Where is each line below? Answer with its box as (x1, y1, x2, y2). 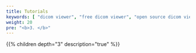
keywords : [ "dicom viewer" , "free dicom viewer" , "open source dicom (6, 14, 181, 20)
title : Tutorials (6, 8, 48, 15)
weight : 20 (6, 19, 33, 25)
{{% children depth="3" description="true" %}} (6, 41, 120, 48)
